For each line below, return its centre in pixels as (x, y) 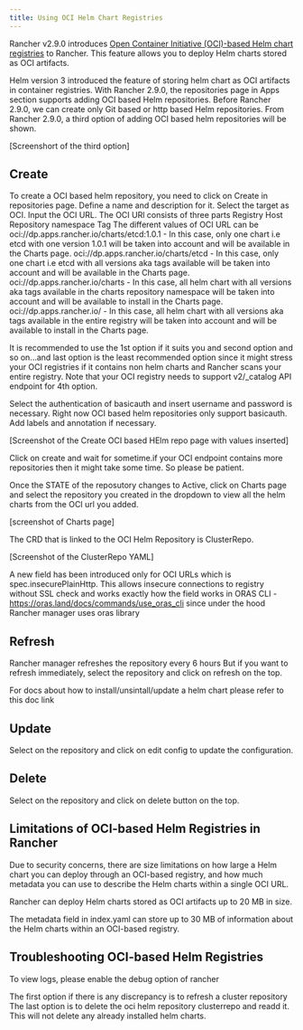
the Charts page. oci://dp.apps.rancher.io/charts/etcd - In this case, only (144, 253)
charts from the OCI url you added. (74, 505)
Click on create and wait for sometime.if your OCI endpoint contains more (146, 458)
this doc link (32, 700)
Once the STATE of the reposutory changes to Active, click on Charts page (148, 486)
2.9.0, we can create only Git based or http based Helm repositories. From (147, 109)
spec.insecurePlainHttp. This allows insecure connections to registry (137, 584)
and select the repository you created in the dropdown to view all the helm (147, 495)
